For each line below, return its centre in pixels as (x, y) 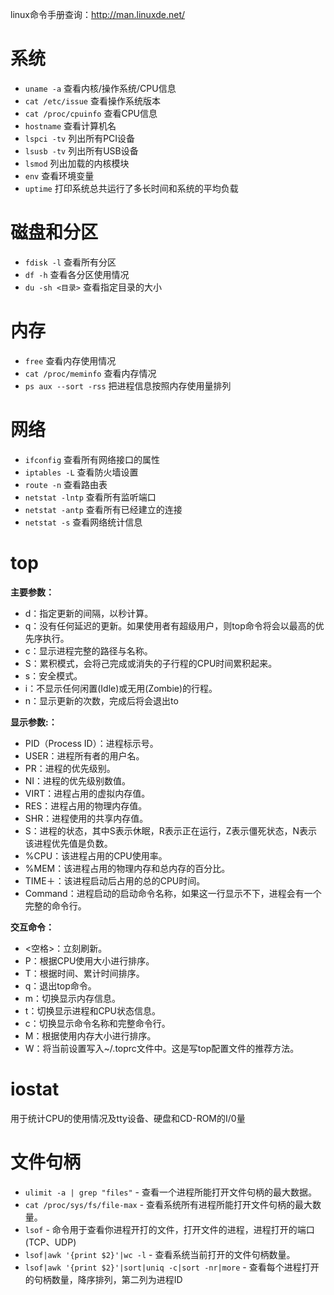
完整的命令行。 (55, 905)
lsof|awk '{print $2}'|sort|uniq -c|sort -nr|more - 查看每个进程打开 (172, 1267)
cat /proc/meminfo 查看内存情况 (90, 373)
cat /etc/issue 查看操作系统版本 (92, 100)
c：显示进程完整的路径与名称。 (88, 650)
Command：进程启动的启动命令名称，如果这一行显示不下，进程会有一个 (173, 893)
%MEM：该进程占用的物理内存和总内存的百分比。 (127, 868)
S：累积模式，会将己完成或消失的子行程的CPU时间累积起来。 (151, 663)
